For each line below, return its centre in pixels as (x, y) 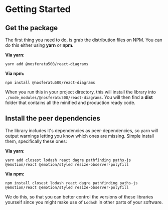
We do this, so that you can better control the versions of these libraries (79, 196)
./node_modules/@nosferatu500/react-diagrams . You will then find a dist (79, 97)
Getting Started (38, 9)
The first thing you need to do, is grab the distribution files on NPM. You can (84, 40)
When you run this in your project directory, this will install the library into (81, 92)
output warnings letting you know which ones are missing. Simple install (80, 136)
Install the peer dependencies (53, 118)
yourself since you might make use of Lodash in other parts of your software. (84, 202)
